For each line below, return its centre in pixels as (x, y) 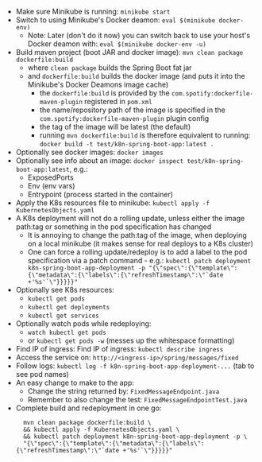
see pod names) (42, 374)
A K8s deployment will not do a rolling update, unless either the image (130, 218)
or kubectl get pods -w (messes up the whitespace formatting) (131, 340)
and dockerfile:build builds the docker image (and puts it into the (136, 76)
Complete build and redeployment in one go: (89, 408)
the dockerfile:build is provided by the (104, 93)
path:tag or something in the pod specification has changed (114, 227)
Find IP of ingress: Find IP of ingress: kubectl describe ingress (119, 349)
